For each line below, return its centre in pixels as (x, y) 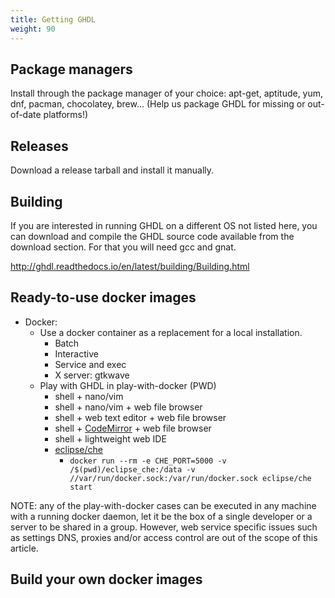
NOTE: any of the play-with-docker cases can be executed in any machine (163, 505)
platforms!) (66, 115)
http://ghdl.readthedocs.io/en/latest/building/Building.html (130, 266)
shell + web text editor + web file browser (140, 417)
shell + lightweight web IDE (110, 438)
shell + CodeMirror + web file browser (133, 428)
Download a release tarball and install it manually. (112, 170)
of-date (26, 115)
